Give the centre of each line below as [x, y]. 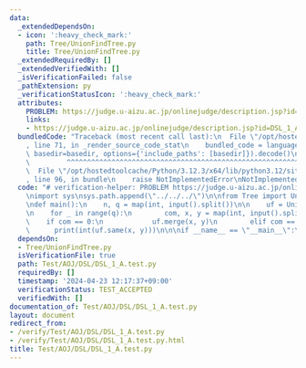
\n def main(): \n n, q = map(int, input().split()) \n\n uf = [154, 205]
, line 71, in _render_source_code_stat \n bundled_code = [144, 145]
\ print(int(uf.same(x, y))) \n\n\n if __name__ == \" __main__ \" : [161, 230]
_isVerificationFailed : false [75, 78]
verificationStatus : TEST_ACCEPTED [85, 289]
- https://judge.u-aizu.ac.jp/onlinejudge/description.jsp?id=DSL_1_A [163, 129]
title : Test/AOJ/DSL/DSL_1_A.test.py [81, 349]
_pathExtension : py [55, 86]
